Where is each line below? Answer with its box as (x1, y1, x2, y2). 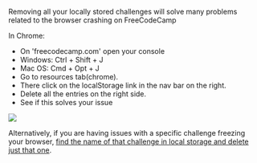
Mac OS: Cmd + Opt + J (19, 63, 100, 73)
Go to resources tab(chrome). (19, 72, 119, 81)
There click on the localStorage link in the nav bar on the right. (19, 80, 226, 90)
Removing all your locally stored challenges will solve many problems (8, 7, 238, 16)
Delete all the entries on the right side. (19, 89, 147, 99)
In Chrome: (8, 31, 46, 40)
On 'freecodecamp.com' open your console (19, 47, 165, 55)
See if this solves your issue (19, 98, 113, 107)
